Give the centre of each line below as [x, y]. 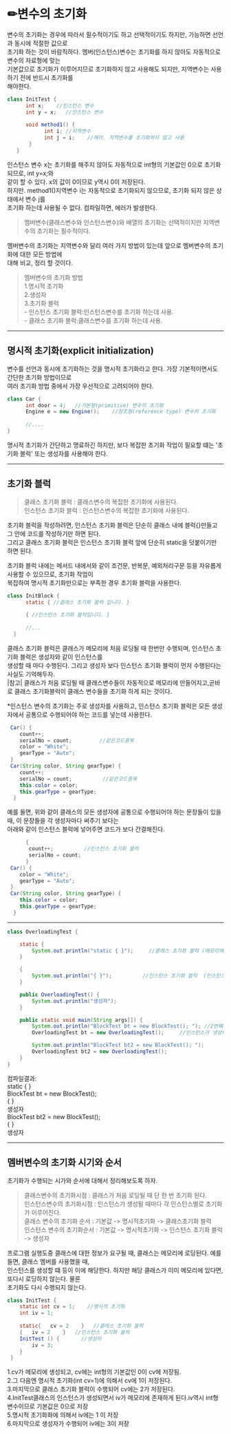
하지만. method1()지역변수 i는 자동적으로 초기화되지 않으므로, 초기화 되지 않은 [111, 190]
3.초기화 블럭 [42, 303]
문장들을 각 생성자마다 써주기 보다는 [71, 821]
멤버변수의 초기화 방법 [54, 277]
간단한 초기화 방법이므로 [40, 377]
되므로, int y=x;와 [30, 173]
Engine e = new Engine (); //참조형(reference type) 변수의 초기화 [121, 412]
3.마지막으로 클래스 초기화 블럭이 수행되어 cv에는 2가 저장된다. [91, 1389]
